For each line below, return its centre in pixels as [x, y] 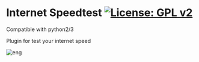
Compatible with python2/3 [40, 29]
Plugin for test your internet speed [49, 41]
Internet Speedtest [54, 13]
